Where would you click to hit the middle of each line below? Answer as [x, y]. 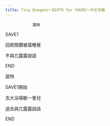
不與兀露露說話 [21, 55]
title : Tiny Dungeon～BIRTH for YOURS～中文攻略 [55, 10]
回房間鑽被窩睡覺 [23, 45]
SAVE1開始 [16, 87]
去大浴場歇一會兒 [23, 98]
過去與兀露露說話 [23, 108]
